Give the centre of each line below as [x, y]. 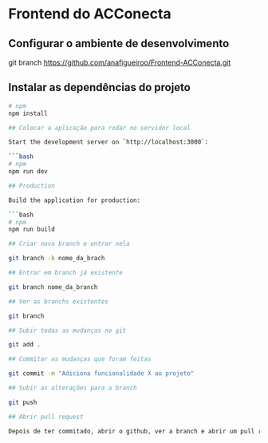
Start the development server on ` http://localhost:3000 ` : [108, 142]
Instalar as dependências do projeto [100, 87]
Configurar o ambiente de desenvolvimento [119, 44]
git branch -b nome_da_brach [57, 259]
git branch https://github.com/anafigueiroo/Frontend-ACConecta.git [120, 62]
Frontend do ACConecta [90, 14]
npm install [28, 113]
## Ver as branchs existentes [59, 301]
